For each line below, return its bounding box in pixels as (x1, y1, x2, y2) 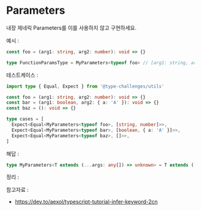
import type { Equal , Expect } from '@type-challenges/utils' (6, 83, 165, 89)
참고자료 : (6, 186, 29, 194)
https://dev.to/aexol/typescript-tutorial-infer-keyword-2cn (14, 198, 158, 206)
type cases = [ (6, 116, 44, 122)
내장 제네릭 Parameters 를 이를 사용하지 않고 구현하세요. (6, 24, 137, 31)
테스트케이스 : (6, 71, 39, 79)
